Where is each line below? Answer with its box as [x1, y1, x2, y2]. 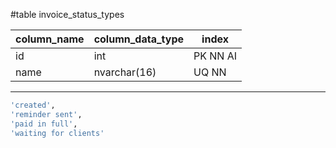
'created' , [10, 100, 56, 110]
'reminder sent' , [10, 109, 83, 119]
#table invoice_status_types [10, 9, 125, 20]
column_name [15, 32, 85, 46]
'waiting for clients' [10, 128, 105, 138]
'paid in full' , [10, 119, 78, 129]
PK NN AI [193, 49, 238, 63]
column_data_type [93, 32, 185, 46]
